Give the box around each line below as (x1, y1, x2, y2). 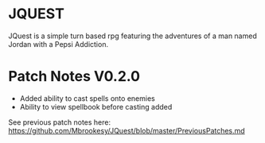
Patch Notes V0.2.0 (8, 68, 141, 86)
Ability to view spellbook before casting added (19, 102, 173, 111)
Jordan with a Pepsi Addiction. (8, 39, 109, 48)
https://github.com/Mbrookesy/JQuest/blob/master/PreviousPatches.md (8, 126, 245, 135)
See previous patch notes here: (8, 117, 111, 127)
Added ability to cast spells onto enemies (19, 93, 155, 103)
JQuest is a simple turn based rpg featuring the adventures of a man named (8, 31, 257, 41)
